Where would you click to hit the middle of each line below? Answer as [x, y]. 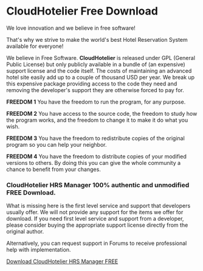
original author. [25, 232]
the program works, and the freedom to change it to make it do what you [97, 120]
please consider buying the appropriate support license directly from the [97, 225]
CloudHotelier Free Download [82, 11]
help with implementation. [39, 250]
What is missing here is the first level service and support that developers [98, 206]
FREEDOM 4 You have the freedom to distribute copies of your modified [97, 156]
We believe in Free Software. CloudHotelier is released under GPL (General [101, 58]
